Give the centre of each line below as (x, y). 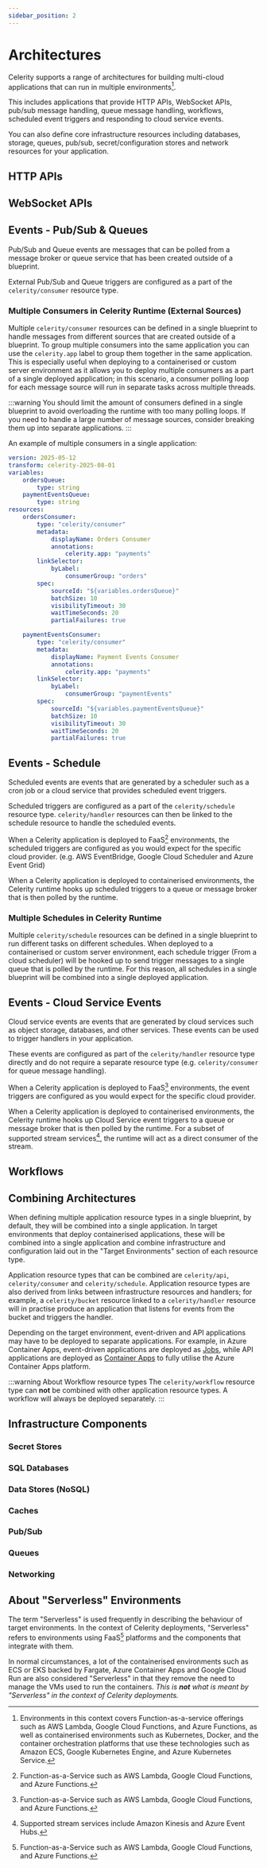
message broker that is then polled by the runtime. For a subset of (116, 1128)
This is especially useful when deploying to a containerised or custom (122, 362)
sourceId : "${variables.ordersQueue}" (115, 591)
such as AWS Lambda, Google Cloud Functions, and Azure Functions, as (138, 1727)
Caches (23, 1510)
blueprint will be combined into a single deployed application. (108, 978)
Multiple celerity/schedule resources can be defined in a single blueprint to (133, 936)
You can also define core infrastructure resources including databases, (124, 134)
